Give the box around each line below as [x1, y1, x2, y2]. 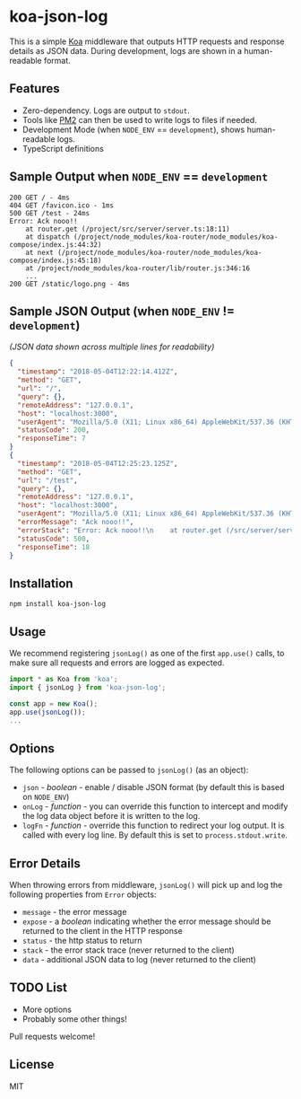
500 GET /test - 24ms [9, 208, 90, 217]
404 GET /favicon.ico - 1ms [9, 200, 115, 210]
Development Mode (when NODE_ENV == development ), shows [21, 124, 245, 135]
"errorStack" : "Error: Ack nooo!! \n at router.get [17, 525, 222, 535]
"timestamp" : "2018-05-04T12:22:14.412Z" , [17, 367, 178, 376]
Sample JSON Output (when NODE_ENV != [9, 303, 236, 319]
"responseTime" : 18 [17, 542, 90, 551]
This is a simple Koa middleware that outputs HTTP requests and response [9, 36, 285, 47]
